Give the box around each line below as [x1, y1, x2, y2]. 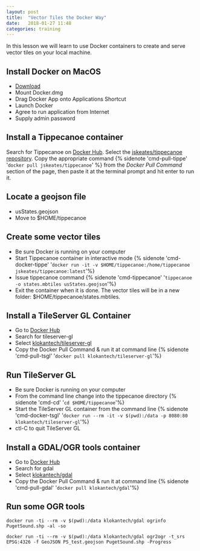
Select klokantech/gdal [15, 471, 73, 478]
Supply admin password [15, 115, 76, 122]
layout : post [6, 8, 39, 15]
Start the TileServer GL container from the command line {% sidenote [15, 406, 189, 413]
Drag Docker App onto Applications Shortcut [15, 95, 126, 103]
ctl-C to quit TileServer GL [15, 425, 80, 432]
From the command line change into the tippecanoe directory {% [15, 392, 177, 400]
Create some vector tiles [6, 232, 101, 242]
